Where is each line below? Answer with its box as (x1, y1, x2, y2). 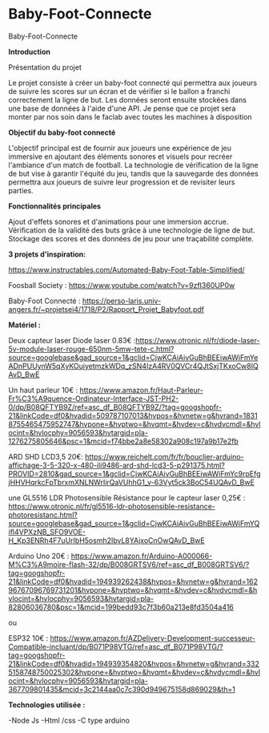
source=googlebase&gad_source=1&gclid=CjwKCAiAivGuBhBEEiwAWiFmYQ (8, 518, 260, 528)
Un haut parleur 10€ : (8, 385, 78, 395)
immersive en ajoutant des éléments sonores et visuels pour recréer (8, 152, 233, 161)
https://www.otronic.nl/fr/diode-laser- (135, 335, 260, 345)
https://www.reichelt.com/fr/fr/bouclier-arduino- (85, 452, 244, 461)
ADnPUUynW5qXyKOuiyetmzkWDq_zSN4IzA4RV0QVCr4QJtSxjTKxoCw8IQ (8, 361, 259, 371)
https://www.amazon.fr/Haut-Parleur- (79, 385, 204, 395)
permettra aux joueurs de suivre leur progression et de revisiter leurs (8, 177, 235, 187)
